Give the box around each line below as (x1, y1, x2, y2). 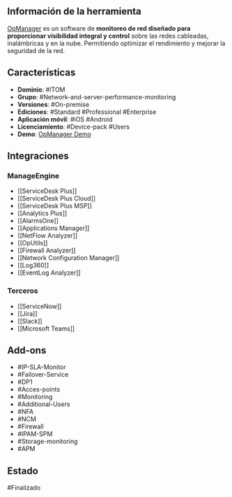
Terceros (7, 286, 38, 296)
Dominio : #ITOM (17, 85, 65, 94)
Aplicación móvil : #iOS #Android (17, 115, 113, 123)
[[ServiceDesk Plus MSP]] (17, 202, 93, 210)
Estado (7, 465, 38, 477)
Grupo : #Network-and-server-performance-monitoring (17, 92, 176, 101)
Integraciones (7, 150, 69, 162)
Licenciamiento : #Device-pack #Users (17, 122, 130, 131)
